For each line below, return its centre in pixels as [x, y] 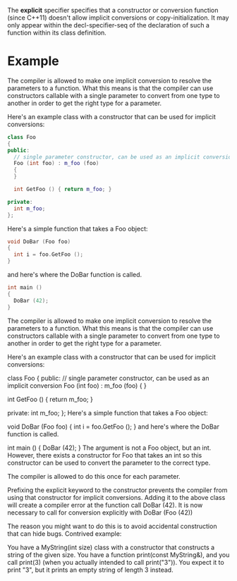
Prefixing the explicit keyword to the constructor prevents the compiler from [117, 490]
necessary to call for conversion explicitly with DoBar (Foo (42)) [100, 512]
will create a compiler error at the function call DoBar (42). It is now [105, 505]
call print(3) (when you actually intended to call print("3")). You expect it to [116, 562]
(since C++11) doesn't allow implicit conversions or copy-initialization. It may [118, 18]
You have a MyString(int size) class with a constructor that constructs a [111, 547]
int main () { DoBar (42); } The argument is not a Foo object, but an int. [109, 448]
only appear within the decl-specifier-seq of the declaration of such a [109, 25]
